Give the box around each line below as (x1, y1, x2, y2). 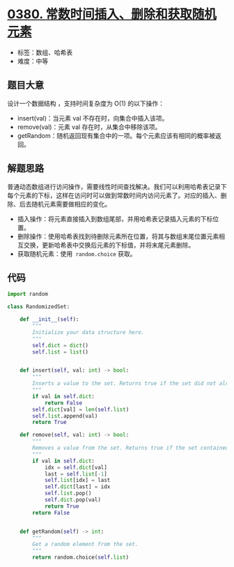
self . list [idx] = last (44, 477, 111, 484)
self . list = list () (32, 348, 89, 356)
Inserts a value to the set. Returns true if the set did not (32, 380, 217, 387)
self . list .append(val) (32, 412, 98, 419)
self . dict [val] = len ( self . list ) (32, 406, 130, 413)
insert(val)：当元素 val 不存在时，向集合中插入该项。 (17, 114, 169, 122)
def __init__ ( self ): (19, 316, 79, 323)
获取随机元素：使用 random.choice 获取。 (17, 249, 136, 258)
